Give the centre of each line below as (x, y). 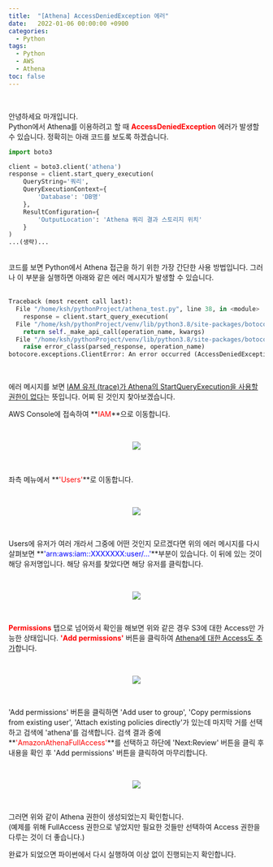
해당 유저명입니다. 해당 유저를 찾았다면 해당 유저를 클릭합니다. (106, 564)
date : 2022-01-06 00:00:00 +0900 (69, 24)
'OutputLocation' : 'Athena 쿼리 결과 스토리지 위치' (120, 219)
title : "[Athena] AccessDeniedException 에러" (89, 16)
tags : (17, 46)
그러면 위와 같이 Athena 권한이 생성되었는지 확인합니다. (96, 817)
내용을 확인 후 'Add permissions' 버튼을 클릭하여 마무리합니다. (108, 753)
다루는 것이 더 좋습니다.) (47, 837)
